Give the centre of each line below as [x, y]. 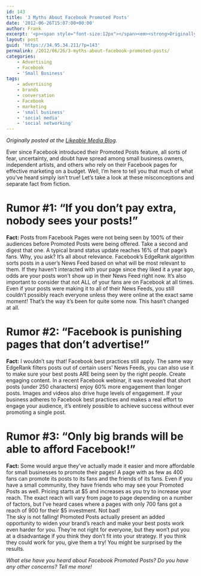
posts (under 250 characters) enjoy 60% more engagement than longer [95, 387]
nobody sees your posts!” [72, 221]
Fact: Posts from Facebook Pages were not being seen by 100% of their [95, 238]
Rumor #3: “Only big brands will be [95, 436]
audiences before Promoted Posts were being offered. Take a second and [97, 244]
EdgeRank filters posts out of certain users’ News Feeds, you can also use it [100, 367]
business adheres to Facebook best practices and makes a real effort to [95, 399]
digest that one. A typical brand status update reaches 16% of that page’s [97, 250]
